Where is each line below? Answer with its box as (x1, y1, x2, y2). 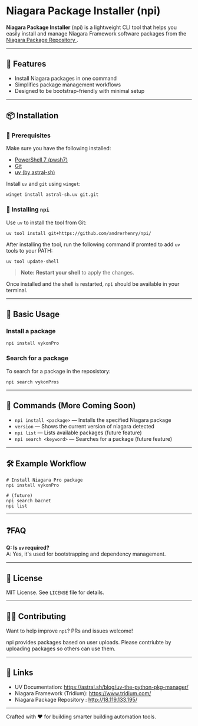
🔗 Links (6, 667, 34, 678)
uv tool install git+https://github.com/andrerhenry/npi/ (6, 230, 151, 236)
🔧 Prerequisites (6, 131, 51, 140)
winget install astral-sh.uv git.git (6, 192, 99, 198)
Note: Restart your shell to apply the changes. (20, 269, 134, 276)
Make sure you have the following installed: (6, 145, 111, 152)
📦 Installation (6, 111, 59, 121)
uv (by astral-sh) (14, 169, 55, 176)
